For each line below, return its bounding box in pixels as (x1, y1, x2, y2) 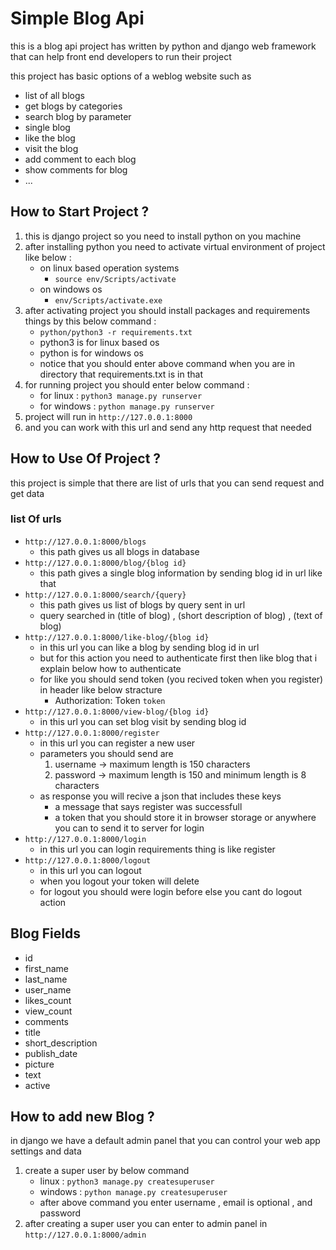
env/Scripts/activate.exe (54, 295, 163, 306)
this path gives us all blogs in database (39, 545, 200, 557)
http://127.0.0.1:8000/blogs (24, 537, 147, 547)
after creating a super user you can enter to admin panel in (24, 1218, 268, 1230)
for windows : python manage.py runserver (39, 400, 215, 412)
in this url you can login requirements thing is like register (39, 843, 276, 855)
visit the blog (24, 142, 79, 154)
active (24, 1079, 51, 1091)
